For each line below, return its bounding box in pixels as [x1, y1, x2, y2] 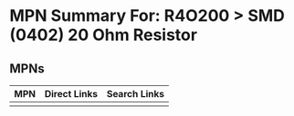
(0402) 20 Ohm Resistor [9, 24, 198, 45]
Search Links [106, 88, 165, 100]
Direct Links [44, 88, 99, 100]
